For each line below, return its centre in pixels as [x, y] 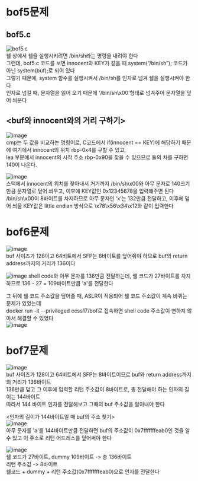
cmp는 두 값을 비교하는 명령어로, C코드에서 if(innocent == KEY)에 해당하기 [93, 142]
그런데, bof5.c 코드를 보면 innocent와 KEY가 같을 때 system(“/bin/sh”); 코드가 [97, 63]
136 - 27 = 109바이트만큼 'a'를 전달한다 [67, 283]
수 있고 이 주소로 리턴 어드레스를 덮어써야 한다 [59, 438]
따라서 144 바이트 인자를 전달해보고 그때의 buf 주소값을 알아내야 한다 [86, 404]
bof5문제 [27, 12]
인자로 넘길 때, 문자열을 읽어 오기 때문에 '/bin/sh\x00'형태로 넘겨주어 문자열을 [96, 93]
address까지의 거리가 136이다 [41, 263]
